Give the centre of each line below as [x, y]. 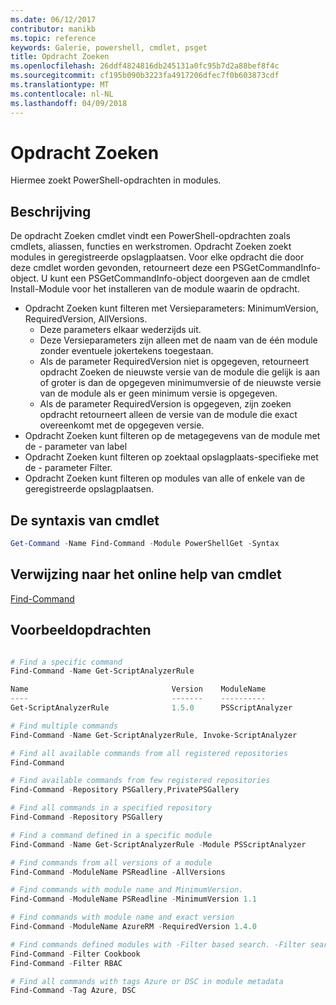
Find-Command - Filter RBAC [66, 963]
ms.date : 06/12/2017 [53, 19]
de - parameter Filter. [68, 468]
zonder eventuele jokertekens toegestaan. [126, 351]
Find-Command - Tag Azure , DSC [73, 991]
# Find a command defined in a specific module [111, 835]
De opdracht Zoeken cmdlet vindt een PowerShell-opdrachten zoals [150, 236]
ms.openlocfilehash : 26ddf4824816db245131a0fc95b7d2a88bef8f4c [145, 66]
